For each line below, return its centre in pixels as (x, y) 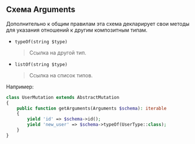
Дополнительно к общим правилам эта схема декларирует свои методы (98, 23)
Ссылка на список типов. (61, 75)
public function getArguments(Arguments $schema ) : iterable (92, 108)
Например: (20, 87)
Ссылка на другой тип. (58, 53)
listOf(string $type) (41, 64)
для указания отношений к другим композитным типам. (77, 30)
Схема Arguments (41, 10)
